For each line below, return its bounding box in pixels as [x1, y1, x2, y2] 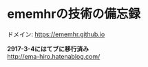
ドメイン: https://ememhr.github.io [7, 30, 105, 38]
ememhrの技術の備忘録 [7, 6, 141, 22]
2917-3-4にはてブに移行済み [7, 44, 89, 53]
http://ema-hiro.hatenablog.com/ [7, 52, 101, 60]
